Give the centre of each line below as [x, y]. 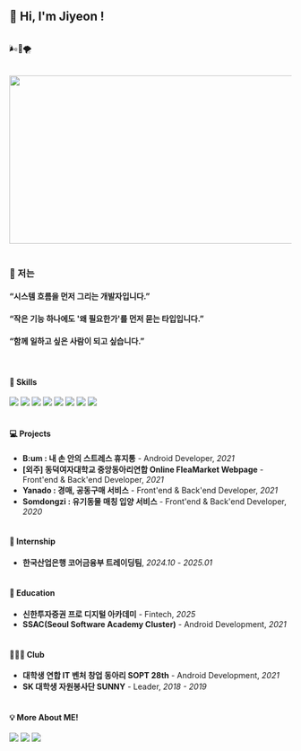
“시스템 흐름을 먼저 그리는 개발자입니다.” [80, 296]
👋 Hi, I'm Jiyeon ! [57, 17]
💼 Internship [33, 541]
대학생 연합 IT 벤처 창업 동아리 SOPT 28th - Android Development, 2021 [151, 676]
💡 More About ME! [44, 717]
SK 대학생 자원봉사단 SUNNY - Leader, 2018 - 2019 [115, 686]
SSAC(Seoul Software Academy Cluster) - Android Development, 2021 [154, 624]
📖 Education [32, 593]
